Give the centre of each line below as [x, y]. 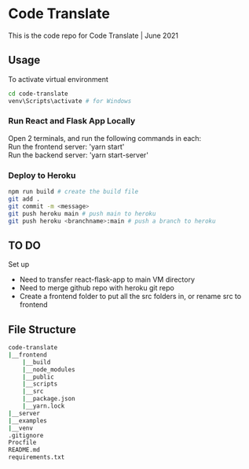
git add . [24, 199]
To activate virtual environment [58, 79]
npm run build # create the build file [73, 192]
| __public [38, 377]
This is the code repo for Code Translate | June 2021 [93, 35]
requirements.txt [37, 457]
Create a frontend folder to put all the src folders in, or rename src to [130, 297]
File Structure [42, 329]
